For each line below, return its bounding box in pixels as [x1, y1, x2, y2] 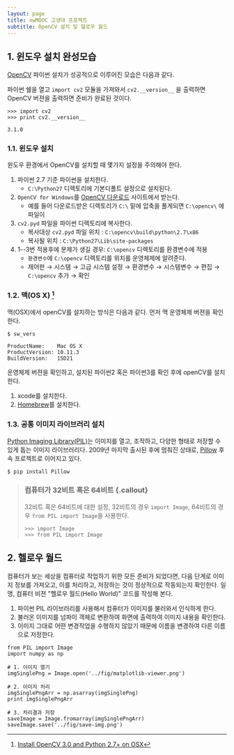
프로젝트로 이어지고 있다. [14, 454, 82, 462]
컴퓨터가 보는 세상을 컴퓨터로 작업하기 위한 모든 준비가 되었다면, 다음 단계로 [7, 572, 212, 580]
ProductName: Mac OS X [7, 343, 82, 350]
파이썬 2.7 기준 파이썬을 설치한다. [17, 176, 109, 184]
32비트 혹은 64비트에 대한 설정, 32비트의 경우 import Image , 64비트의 [24, 503, 217, 511]
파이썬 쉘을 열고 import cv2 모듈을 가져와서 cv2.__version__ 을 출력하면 [7, 85, 206, 94]
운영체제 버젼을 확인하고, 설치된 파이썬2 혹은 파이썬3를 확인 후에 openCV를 [7, 368, 212, 376]
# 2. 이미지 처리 [7, 683, 50, 690]
